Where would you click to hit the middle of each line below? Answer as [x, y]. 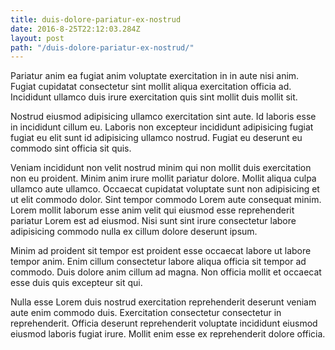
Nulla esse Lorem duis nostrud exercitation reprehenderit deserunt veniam [163, 302]
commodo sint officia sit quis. [71, 148]
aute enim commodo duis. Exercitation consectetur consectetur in [146, 313]
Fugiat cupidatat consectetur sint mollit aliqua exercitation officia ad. [151, 87]
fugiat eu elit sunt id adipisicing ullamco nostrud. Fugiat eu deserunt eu [156, 138]
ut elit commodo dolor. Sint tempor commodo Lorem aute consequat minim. [166, 200]
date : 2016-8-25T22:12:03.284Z [75, 29]
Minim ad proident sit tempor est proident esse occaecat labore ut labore [161, 251]
